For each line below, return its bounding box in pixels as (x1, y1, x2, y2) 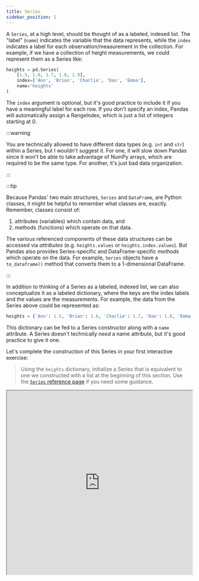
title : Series (6, 8, 41, 15)
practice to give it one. (6, 336, 61, 343)
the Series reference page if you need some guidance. (20, 378, 154, 385)
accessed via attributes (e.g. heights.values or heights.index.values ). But (6, 241, 187, 248)
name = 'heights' (16, 83, 54, 89)
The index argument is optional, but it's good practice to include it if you (6, 99, 181, 106)
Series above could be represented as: (6, 301, 100, 309)
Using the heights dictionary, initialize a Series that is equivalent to (20, 366, 183, 373)
